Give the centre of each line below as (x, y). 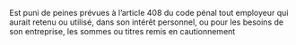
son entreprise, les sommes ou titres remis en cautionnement (122, 31)
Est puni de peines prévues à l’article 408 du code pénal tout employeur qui (149, 13)
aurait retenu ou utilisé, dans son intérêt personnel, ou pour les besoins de (147, 22)
